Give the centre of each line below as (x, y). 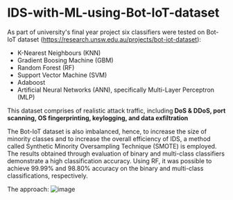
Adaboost (31, 82)
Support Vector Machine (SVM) (62, 75)
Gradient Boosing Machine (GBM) (65, 60)
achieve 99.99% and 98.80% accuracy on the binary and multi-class (105, 168)
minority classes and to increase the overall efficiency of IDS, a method (109, 139)
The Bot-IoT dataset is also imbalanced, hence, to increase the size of (107, 131)
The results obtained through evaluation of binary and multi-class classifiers (116, 153)
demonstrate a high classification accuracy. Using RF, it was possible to (110, 160)
